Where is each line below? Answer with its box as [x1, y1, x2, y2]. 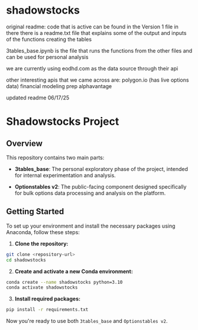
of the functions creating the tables [6, 35, 92, 43]
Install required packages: [14, 295, 81, 302]
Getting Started [6, 206, 64, 216]
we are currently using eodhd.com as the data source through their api [6, 64, 178, 72]
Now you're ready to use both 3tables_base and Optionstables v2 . [6, 318, 168, 325]
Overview [6, 138, 43, 148]
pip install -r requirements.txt [6, 307, 89, 313]
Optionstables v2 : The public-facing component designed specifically [14, 183, 187, 190]
